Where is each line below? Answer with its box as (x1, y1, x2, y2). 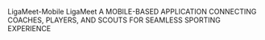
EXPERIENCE (7, 24, 52, 33)
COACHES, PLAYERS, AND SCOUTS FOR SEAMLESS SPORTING (7, 15, 221, 25)
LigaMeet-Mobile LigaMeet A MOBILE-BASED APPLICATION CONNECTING (7, 7, 257, 16)
